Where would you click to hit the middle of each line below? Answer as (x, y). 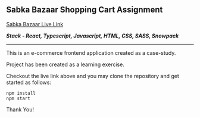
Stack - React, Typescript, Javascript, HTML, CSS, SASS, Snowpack (93, 36)
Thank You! (20, 109)
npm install (21, 93)
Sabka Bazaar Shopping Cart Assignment (85, 10)
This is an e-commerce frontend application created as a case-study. (91, 52)
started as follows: (29, 82)
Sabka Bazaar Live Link (35, 24)
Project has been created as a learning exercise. (65, 64)
